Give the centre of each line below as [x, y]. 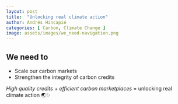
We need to [27, 57]
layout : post [22, 11]
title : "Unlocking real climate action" [57, 17]
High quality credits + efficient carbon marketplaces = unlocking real [89, 88]
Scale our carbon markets [46, 71]
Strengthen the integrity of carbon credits [64, 77]
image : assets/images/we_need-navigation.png [62, 33]
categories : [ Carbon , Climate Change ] [56, 28]
